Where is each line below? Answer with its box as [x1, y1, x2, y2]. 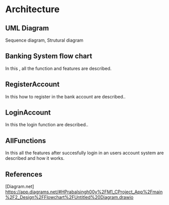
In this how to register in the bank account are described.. [5, 93, 126, 99]
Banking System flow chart [5, 52, 93, 60]
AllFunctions [5, 136, 47, 145]
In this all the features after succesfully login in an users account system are [5, 150, 164, 156]
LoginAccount [5, 108, 51, 117]
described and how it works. [5, 155, 65, 161]
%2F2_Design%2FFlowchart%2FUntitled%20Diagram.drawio [5, 194, 134, 200]
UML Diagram [5, 24, 49, 32]
